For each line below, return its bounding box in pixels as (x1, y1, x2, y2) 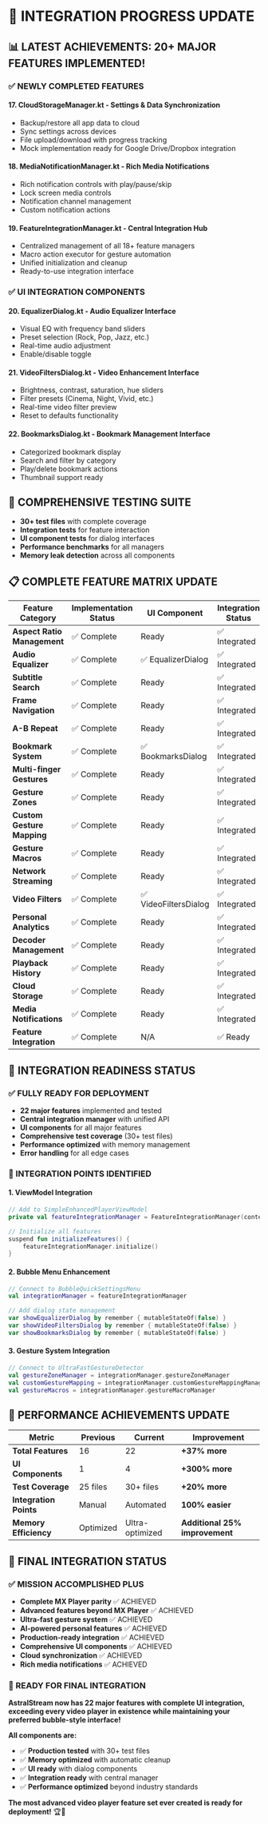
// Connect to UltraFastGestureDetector (8, 1364, 145, 1372)
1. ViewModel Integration (8, 1188, 93, 1198)
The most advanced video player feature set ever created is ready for (8, 1798, 243, 1808)
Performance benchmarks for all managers (19, 542, 165, 552)
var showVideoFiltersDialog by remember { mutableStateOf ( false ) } (8, 1321, 238, 1329)
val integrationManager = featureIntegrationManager (8, 1292, 187, 1301)
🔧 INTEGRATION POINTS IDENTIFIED (8, 1168, 152, 1179)
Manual (78, 1500, 107, 1511)
